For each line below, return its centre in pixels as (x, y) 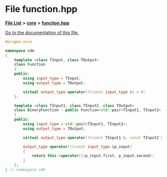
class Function (30, 65)
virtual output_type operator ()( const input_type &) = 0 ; (84, 92)
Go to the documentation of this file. (42, 32)
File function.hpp (41, 9)
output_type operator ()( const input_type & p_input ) (78, 147)
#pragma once (19, 42)
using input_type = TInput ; (52, 79)
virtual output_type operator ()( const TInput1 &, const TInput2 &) (94, 138)
